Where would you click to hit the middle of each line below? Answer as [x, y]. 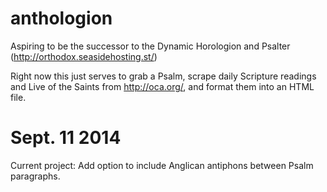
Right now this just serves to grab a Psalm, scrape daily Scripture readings [163, 76]
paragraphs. [35, 176]
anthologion [61, 18]
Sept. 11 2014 [66, 138]
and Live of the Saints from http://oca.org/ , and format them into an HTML [162, 86]
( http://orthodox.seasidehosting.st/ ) [84, 56]
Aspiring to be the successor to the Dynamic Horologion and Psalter [150, 46]
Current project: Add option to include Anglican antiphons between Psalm [162, 165]
